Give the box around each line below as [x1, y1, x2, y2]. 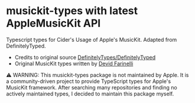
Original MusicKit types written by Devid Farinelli [14, 60, 134, 67]
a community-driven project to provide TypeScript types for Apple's [6, 78, 171, 85]
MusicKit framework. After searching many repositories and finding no [6, 84, 177, 91]
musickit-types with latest [6, 4, 138, 18]
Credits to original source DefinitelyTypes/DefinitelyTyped [14, 54, 156, 61]
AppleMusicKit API [6, 16, 101, 30]
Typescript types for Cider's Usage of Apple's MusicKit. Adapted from [6, 36, 177, 43]
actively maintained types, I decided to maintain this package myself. [6, 90, 174, 97]
